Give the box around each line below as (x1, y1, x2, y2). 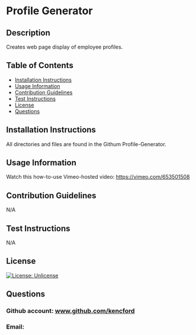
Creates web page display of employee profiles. (6, 43, 123, 50)
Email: (6, 323, 25, 331)
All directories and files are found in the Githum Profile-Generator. (6, 140, 167, 147)
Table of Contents (6, 60, 74, 70)
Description (6, 28, 50, 38)
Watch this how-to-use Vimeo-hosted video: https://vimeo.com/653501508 (6, 173, 190, 181)
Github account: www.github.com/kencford (6, 307, 135, 315)
